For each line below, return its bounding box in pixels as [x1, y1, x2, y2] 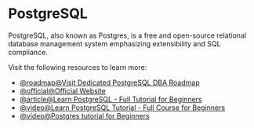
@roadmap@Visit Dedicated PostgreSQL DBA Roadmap [19, 78, 200, 87]
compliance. [8, 47, 49, 57]
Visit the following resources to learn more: [8, 62, 147, 71]
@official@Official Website [19, 86, 106, 95]
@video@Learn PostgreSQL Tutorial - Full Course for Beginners [19, 103, 226, 112]
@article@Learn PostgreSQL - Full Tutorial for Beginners [19, 94, 202, 104]
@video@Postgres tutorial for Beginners [19, 111, 151, 120]
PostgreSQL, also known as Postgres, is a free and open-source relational [8, 31, 247, 40]
